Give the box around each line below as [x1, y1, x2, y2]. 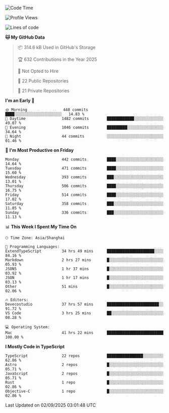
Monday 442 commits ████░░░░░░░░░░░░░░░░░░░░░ [5, 157, 164, 162]
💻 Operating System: [5, 324, 50, 329]
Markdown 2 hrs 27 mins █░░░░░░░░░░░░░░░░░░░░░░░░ [5, 258, 164, 263]
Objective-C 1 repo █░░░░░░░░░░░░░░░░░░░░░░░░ [5, 389, 164, 394]
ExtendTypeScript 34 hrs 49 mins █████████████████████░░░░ [5, 249, 164, 254]
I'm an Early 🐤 [5, 98, 35, 103]
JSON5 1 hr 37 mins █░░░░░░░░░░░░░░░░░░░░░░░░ [5, 266, 164, 271]
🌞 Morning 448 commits [5, 107, 88, 112]
